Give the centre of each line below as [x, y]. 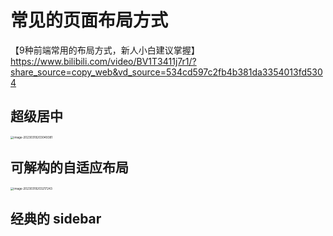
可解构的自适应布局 [69, 167]
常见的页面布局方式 [89, 20]
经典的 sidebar [56, 219]
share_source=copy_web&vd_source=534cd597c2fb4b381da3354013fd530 [166, 72]
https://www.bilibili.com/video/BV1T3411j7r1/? [103, 61]
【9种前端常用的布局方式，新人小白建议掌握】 [105, 50]
